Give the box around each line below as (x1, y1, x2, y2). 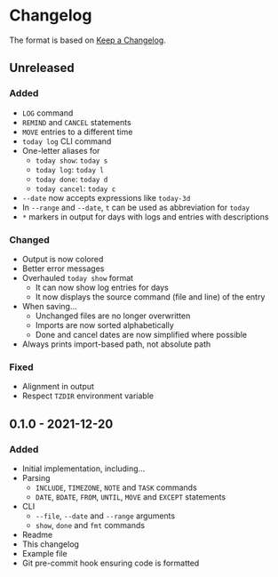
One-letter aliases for (21, 145, 100, 156)
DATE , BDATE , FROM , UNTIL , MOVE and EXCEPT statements (35, 491, 226, 502)
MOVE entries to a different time (21, 126, 133, 137)
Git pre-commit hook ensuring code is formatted (21, 557, 200, 568)
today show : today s (35, 155, 108, 165)
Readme (21, 529, 53, 540)
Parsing (21, 472, 51, 483)
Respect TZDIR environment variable (21, 390, 154, 401)
